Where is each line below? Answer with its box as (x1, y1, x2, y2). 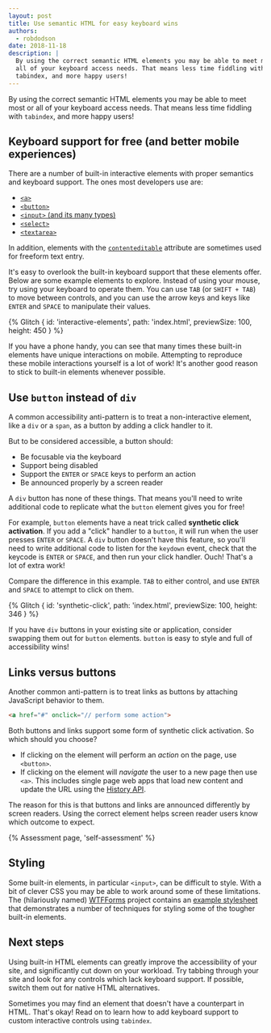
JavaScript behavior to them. (8, 696, 105, 706)
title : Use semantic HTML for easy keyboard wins (8, 19, 179, 27)
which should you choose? (8, 734, 98, 744)
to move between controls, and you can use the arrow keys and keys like (8, 293, 251, 303)
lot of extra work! (8, 561, 66, 571)
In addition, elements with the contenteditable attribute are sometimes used (8, 243, 262, 253)
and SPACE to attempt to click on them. (8, 585, 135, 595)
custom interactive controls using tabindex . (8, 1015, 152, 1025)
